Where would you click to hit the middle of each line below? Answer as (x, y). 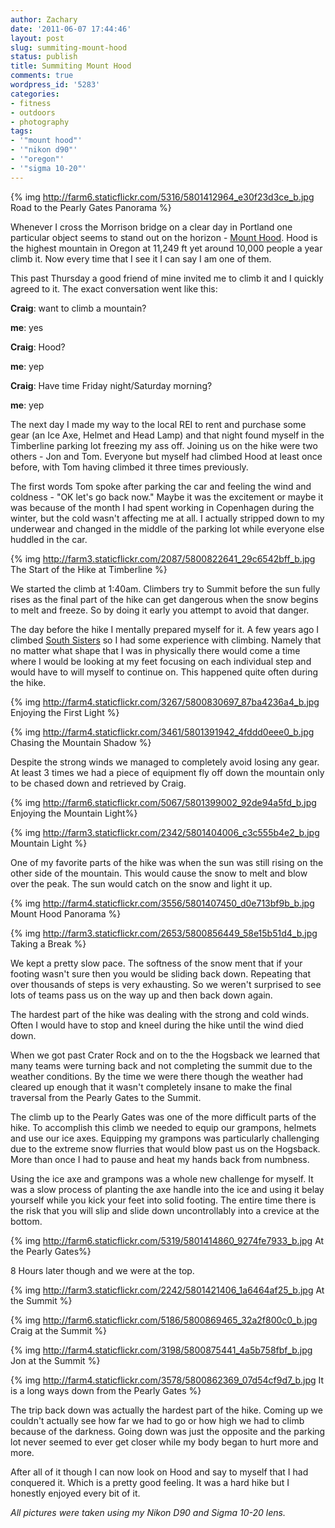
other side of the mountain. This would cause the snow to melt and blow (159, 873)
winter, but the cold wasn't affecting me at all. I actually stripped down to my (167, 518)
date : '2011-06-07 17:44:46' (71, 29)
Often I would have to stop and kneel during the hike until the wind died (157, 1025)
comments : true (42, 76)
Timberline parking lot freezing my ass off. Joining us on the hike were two (164, 445)
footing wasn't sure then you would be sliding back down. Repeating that (161, 973)
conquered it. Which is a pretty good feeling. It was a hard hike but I (150, 1482)
